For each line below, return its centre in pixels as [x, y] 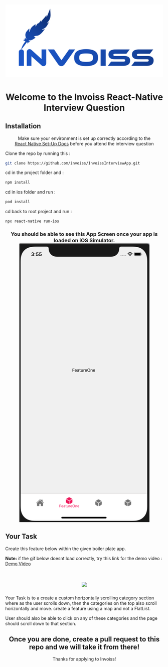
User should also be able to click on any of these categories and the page [81, 618]
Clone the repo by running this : [38, 153]
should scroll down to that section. [41, 623]
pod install [18, 202]
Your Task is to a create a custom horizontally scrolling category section [80, 598]
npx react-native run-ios [32, 221]
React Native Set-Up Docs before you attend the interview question [84, 143]
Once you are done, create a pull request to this [84, 639]
